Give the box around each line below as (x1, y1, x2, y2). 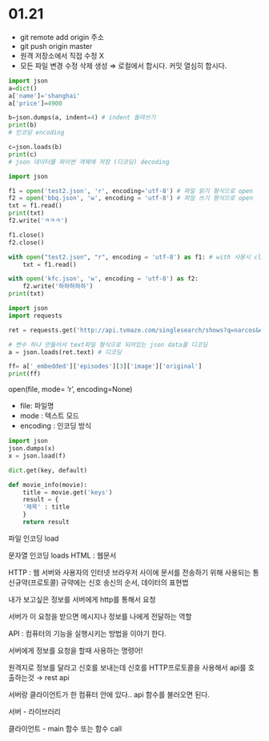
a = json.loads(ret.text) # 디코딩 (8, 348, 122, 356)
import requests (8, 312, 62, 320)
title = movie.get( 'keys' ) (22, 488, 113, 497)
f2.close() (8, 238, 45, 247)
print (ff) (8, 370, 42, 378)
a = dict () (8, 84, 38, 92)
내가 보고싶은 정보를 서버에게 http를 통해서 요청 (8, 594, 156, 604)
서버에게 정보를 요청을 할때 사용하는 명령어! (8, 646, 143, 655)
